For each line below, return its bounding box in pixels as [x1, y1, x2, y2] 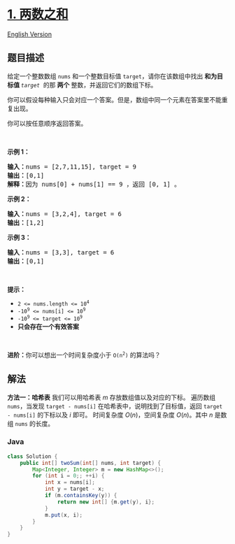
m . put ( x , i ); [44, 511, 83, 518]
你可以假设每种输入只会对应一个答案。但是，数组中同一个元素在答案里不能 [7, 95, 222, 103]
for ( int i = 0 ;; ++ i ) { [32, 473, 105, 480]
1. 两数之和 [7, 6, 69, 22]
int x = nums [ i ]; [44, 479, 96, 486]
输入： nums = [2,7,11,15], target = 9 [7, 162, 136, 171]
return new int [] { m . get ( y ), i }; [57, 498, 155, 506]
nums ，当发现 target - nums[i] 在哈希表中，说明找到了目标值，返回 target [7, 401, 222, 410]
